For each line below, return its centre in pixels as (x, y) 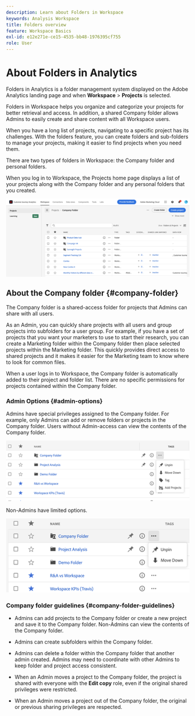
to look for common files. (36, 362)
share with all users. (30, 314)
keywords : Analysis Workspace (43, 18)
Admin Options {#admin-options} (54, 401)
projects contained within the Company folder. (62, 385)
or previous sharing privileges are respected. (68, 707)
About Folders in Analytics (72, 73)
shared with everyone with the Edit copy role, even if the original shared (101, 683)
